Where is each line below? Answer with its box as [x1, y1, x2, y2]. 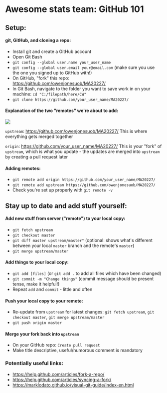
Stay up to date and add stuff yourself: [5, 201, 127, 210]
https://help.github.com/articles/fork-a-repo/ [12, 371, 105, 377]
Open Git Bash [12, 53, 42, 59]
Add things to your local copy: [5, 259, 69, 265]
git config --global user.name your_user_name [12, 60, 111, 65]
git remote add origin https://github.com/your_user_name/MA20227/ [12, 177, 156, 182]
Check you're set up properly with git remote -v [12, 187, 113, 193]
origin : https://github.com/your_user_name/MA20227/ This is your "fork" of [5, 143, 162, 149]
